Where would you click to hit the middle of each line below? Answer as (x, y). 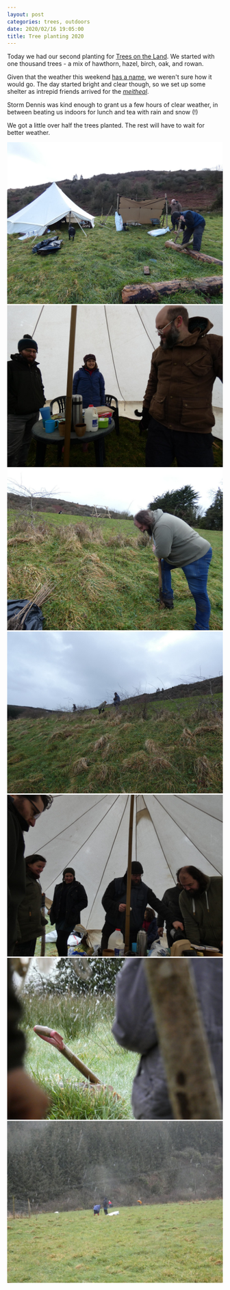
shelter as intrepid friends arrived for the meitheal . (78, 92)
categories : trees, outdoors (49, 22)
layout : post (26, 14)
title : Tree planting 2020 (46, 36)
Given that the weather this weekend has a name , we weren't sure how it (110, 77)
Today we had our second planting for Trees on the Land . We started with (111, 57)
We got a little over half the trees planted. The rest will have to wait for (106, 125)
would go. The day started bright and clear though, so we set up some (106, 84)
